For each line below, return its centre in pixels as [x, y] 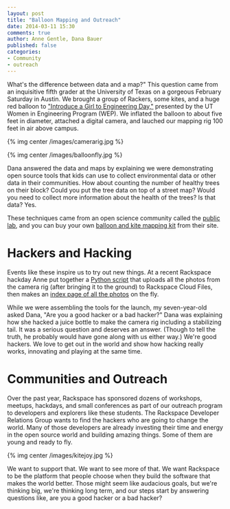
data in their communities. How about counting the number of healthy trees [113, 182]
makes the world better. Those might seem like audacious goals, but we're [112, 483]
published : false [32, 45]
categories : [24, 52]
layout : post [26, 13]
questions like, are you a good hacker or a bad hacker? [85, 498]
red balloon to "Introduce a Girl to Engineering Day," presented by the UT [111, 106]
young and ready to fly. [40, 442]
